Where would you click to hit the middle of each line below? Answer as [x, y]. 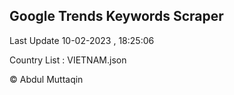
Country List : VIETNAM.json [68, 60]
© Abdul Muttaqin [46, 79]
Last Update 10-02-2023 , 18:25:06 [82, 40]
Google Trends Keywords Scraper [116, 16]
